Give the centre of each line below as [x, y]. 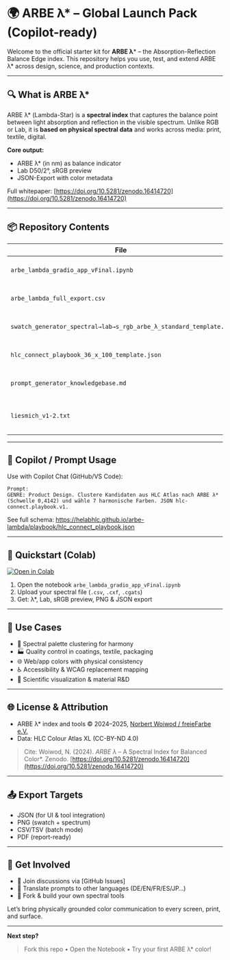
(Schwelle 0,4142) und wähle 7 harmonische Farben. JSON [90, 501]
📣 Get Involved [39, 865]
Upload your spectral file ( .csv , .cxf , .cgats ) [80, 592]
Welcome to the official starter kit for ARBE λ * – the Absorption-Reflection [112, 51]
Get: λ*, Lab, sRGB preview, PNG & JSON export [85, 600]
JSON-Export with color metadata [65, 177]
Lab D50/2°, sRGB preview [54, 170]
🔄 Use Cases [35, 627]
